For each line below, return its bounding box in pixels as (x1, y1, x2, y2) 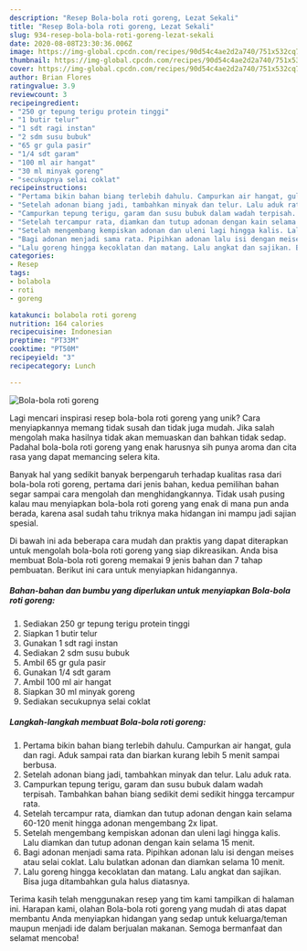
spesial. (9, 518, 39, 529)
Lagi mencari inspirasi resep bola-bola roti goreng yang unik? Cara (9, 412, 260, 423)
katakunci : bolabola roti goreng (9, 310, 137, 320)
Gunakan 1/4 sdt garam (22, 667, 111, 678)
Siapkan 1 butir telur (22, 627, 98, 638)
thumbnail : (9, 56, 51, 65)
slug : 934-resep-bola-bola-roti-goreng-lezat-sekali (9, 30, 215, 39)
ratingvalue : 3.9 (9, 81, 76, 91)
